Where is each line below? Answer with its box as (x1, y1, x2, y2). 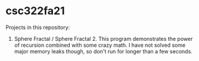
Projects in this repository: (5, 24, 70, 31)
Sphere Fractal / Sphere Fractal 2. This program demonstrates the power (14, 35, 193, 42)
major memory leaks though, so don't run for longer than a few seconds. (14, 47, 193, 54)
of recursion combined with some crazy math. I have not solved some (14, 41, 186, 49)
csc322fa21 (5, 4, 65, 18)
